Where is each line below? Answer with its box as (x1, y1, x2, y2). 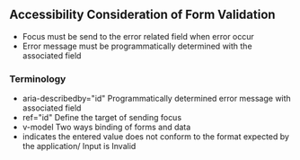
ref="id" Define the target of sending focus (22, 112, 182, 123)
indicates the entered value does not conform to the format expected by (22, 131, 290, 142)
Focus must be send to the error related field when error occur (22, 31, 254, 41)
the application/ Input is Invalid (22, 141, 137, 152)
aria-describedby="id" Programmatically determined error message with (22, 93, 292, 104)
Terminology (9, 72, 66, 84)
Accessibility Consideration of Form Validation (9, 7, 276, 22)
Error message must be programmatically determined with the (22, 40, 253, 51)
